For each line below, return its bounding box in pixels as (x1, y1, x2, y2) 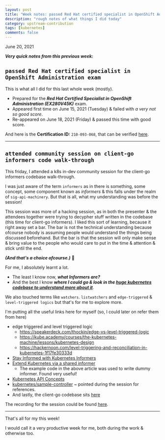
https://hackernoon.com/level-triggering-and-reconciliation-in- (19, 344, 148, 350)
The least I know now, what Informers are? (12, 274, 101, 280)
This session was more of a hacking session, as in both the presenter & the (5, 208, 157, 215)
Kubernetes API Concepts (12, 376, 65, 382)
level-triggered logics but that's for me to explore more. (5, 299, 123, 305)
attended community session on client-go (5, 150, 134, 157)
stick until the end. (5, 245, 43, 251)
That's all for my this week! (5, 415, 60, 421)
